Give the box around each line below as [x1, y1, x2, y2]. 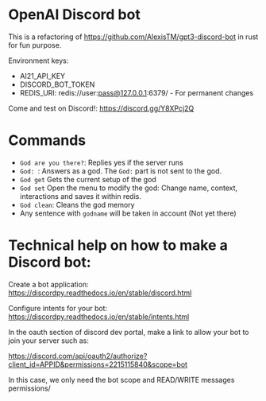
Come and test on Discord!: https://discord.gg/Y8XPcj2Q [8, 103, 195, 113]
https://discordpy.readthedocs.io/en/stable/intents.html [8, 312, 190, 321]
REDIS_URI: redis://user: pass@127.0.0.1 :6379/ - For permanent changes [19, 88, 254, 97]
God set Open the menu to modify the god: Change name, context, [19, 183, 238, 193]
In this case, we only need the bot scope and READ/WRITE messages [8, 375, 235, 384]
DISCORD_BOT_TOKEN [19, 80, 95, 89]
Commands [8, 131, 87, 150]
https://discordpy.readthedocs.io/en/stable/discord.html [8, 288, 192, 298]
